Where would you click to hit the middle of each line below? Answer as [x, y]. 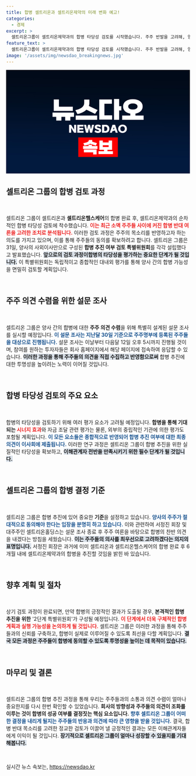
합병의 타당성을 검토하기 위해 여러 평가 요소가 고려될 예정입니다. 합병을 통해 [91, 422]
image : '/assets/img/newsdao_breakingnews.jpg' [65, 56]
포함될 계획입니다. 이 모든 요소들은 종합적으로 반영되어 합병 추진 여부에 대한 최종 [96, 437]
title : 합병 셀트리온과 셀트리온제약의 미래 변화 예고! [63, 12]
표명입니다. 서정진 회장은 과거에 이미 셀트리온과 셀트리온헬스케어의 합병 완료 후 [96, 546]
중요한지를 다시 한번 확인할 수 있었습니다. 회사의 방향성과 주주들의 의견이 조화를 [96, 706]
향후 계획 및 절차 [34, 585]
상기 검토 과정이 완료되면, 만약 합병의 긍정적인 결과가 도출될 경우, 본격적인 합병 [95, 611]
